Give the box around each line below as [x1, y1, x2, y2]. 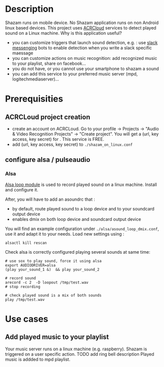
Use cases [5, 313, 48, 324]
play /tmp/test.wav [5, 297, 45, 302]
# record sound [5, 276, 36, 281]
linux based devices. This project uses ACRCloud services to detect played [5, 25, 157, 30]
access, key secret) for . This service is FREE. [12, 136, 104, 142]
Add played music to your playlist [5, 333, 109, 341]
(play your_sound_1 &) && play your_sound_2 [5, 267, 99, 272]
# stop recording [5, 284, 41, 289]
